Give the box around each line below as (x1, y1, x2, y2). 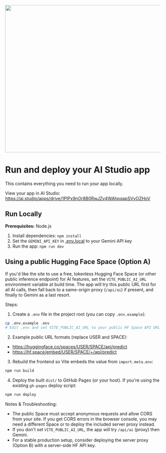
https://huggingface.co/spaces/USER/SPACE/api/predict (12, 344, 127, 350)
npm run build (5, 368, 35, 374)
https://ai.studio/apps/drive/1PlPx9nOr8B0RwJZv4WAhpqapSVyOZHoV (5, 195, 151, 201)
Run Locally (5, 210, 42, 218)
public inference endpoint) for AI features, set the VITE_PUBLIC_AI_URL (5, 276, 147, 282)
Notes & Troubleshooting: (5, 401, 57, 407)
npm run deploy (5, 392, 37, 397)
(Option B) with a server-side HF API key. (12, 443, 96, 449)
